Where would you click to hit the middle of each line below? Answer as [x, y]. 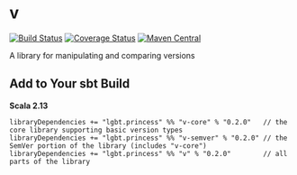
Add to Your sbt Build [70, 84]
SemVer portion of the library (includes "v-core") [108, 146]
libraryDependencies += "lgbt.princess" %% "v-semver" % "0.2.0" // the [148, 138]
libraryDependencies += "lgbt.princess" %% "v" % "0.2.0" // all [148, 153]
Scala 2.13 [29, 106]
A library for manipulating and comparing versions [102, 55]
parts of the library [50, 161]
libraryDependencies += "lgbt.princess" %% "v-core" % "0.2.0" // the [148, 122]
